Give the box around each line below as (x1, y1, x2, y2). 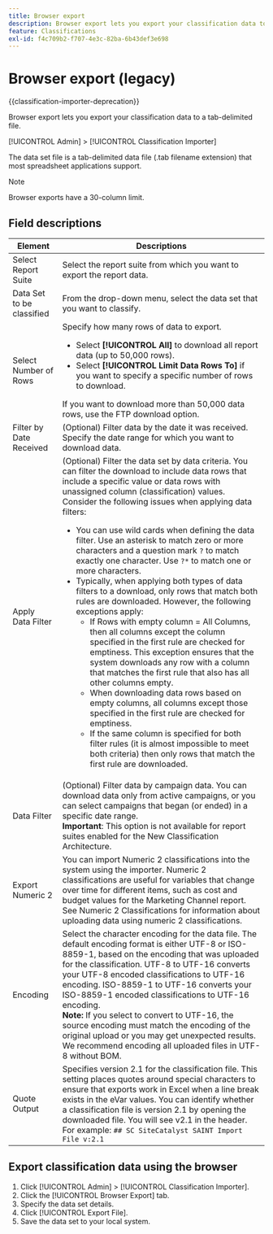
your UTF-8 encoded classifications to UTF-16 (62, 969, 245, 980)
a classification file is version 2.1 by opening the (62, 1104, 246, 1115)
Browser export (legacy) (8, 70, 176, 88)
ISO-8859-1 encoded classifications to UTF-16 (62, 989, 249, 1001)
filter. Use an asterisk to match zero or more (76, 534, 244, 546)
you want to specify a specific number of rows (76, 370, 253, 381)
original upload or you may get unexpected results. (62, 1030, 256, 1041)
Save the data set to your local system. (19, 1216, 150, 1226)
